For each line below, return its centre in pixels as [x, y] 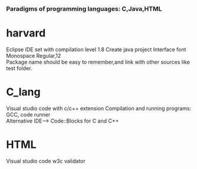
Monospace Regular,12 [34, 55]
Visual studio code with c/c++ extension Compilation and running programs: [99, 108]
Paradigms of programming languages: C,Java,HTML [84, 9]
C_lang [23, 92]
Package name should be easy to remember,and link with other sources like [98, 62]
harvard [26, 33]
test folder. [19, 68]
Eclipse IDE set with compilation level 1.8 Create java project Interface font [96, 49]
